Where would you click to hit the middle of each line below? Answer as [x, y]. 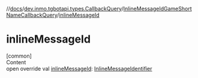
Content [16, 62]
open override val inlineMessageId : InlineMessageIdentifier [79, 68]
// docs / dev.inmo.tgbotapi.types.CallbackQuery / [65, 9]
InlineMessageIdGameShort [157, 9]
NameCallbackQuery [32, 15]
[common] [19, 56]
